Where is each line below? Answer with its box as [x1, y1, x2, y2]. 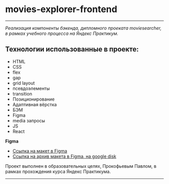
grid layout [12, 80, 35, 86]
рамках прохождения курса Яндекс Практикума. [5, 168, 111, 174]
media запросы [12, 117, 45, 123]
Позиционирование [12, 96, 55, 102]
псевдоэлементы [12, 85, 50, 91]
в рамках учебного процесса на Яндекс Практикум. [5, 30, 119, 36]
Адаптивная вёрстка [12, 101, 57, 107]
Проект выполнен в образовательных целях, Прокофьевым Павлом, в [5, 163, 157, 169]
